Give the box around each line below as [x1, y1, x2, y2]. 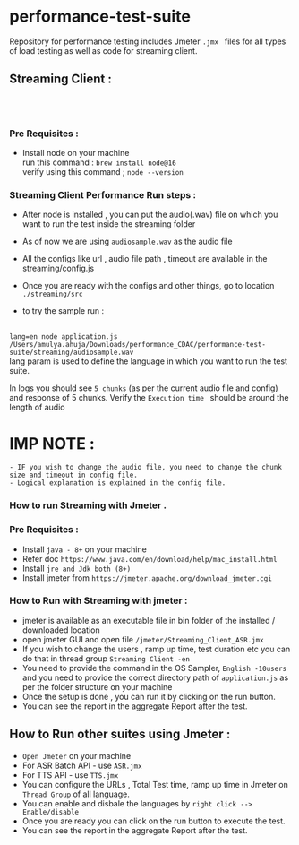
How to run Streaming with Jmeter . [9, 499, 167, 512]
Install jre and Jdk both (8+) [21, 563, 132, 573]
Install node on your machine [21, 148, 130, 159]
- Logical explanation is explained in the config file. [9, 479, 226, 487]
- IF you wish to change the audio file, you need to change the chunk [9, 463, 282, 472]
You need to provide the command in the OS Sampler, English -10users [21, 662, 287, 673]
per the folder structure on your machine [21, 681, 173, 692]
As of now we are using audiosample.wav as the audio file [21, 236, 233, 247]
